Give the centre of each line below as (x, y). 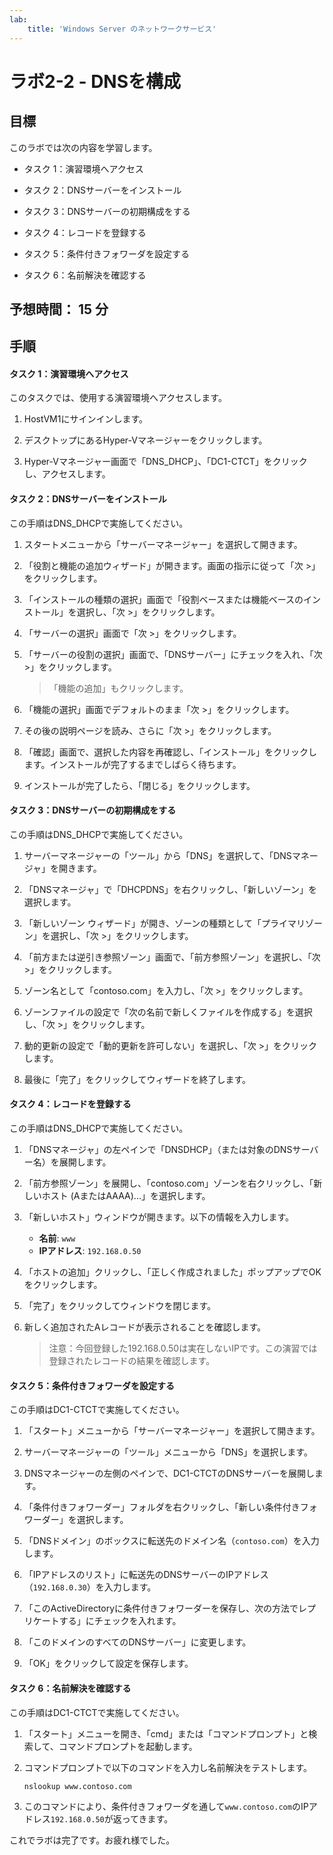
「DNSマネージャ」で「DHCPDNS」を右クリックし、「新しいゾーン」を (170, 889)
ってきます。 (147, 1819)
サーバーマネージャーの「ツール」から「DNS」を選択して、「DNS (157, 855)
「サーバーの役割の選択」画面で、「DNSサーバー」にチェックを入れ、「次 (173, 654)
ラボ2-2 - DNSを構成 (95, 81)
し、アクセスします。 (67, 474)
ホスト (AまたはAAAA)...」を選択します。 (126, 1196)
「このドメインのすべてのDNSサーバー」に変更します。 (137, 1642)
